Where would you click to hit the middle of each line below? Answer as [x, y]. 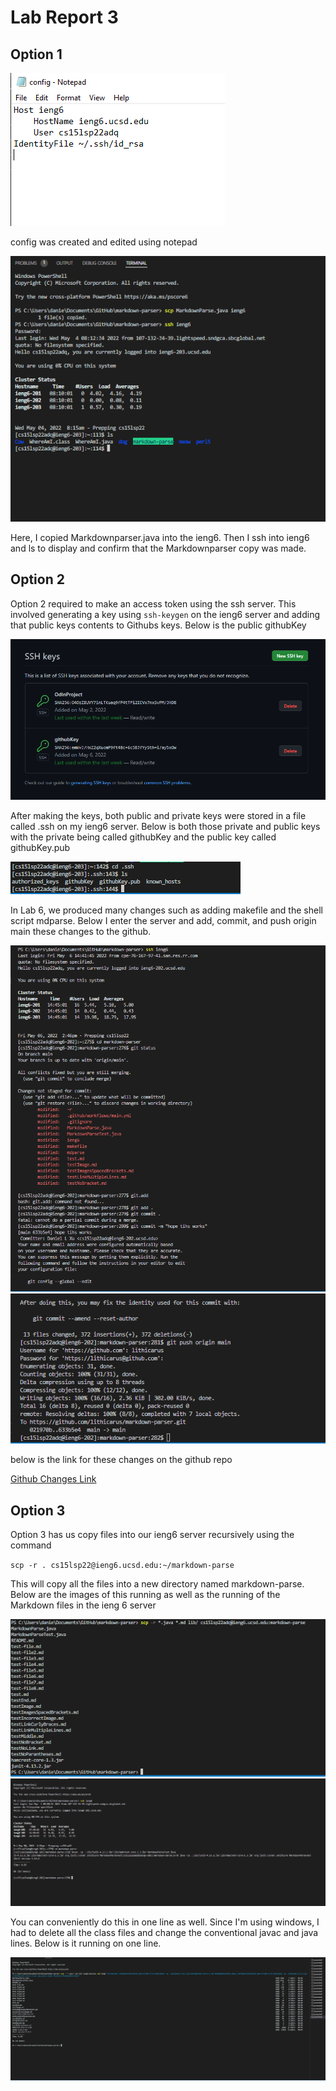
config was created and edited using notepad [104, 242]
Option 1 [36, 54]
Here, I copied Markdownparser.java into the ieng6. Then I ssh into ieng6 [160, 537]
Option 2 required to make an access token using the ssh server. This [153, 603]
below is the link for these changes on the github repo [121, 1460]
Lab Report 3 [64, 17]
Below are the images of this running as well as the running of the [145, 1595]
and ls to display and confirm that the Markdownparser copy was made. [158, 548]
